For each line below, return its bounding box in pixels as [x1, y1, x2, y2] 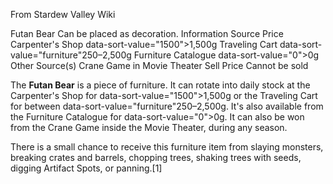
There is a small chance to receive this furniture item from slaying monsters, [10, 141, 324, 153]
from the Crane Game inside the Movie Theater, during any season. [10, 122, 288, 133]
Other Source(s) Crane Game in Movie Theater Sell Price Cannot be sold [10, 60, 309, 71]
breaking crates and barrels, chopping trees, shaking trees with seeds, [10, 152, 302, 163]
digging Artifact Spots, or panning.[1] [10, 162, 163, 174]
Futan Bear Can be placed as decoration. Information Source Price [10, 28, 284, 39]
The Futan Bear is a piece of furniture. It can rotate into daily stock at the [10, 79, 311, 91]
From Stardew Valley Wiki [10, 9, 116, 20]
